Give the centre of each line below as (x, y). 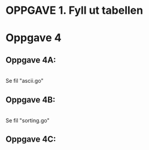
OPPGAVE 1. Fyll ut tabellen (74, 10)
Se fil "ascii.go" (25, 81)
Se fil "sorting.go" (28, 120)
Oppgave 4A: (31, 60)
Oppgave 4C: (31, 139)
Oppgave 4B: (31, 100)
